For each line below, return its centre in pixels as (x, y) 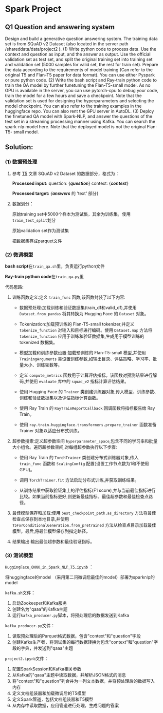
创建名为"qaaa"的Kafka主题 (40, 609)
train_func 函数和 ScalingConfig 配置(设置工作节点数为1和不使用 (84, 463)
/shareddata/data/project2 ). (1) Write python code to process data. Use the (81, 49)
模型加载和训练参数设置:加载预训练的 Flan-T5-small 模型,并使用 (82, 352)
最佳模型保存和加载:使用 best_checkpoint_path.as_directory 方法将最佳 (84, 513)
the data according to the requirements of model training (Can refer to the (79, 70)
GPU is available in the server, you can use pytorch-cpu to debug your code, (82, 90)
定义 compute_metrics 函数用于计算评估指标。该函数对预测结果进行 (86, 375)
